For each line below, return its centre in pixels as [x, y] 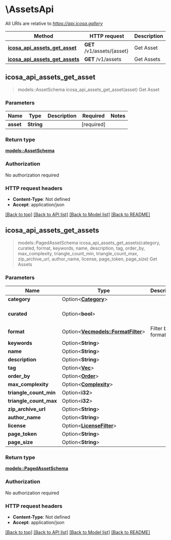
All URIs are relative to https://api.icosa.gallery [54, 23]
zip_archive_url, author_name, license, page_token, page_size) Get [88, 259]
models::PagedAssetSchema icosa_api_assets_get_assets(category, [89, 243]
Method [44, 36]
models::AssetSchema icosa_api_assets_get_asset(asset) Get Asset [89, 89]
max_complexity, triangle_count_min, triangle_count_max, [78, 253]
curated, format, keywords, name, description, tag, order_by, [81, 248]
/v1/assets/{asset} [106, 51]
